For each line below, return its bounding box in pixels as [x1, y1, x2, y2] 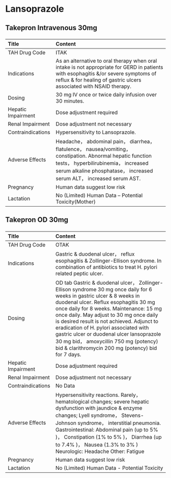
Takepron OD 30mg [5, 215, 69, 224]
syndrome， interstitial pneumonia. [77, 419, 161, 426]
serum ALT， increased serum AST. [55, 174, 141, 182]
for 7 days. [55, 350, 81, 358]
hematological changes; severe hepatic [55, 398, 149, 405]
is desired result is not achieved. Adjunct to [55, 317, 159, 324]
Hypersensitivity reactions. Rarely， [55, 391, 141, 398]
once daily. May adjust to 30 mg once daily [55, 311, 158, 318]
